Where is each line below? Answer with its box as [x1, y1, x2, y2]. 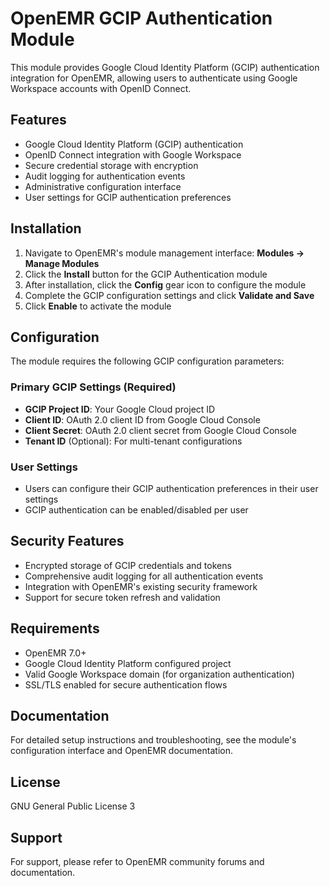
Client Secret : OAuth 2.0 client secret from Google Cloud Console [24, 424, 297, 436]
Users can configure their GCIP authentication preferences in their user [24, 482, 319, 494]
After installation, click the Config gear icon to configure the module [24, 278, 307, 291]
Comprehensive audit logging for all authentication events [24, 570, 264, 582]
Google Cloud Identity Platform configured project [24, 657, 232, 669]
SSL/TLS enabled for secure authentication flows [24, 678, 228, 691]
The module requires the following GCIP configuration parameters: [10, 355, 285, 367]
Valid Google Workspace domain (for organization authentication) [24, 668, 295, 680]
